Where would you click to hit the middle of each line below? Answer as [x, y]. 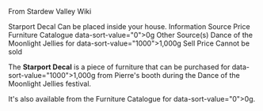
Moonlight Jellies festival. [50, 83]
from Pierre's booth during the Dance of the [168, 75]
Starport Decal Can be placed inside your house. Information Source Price [130, 26]
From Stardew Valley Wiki [50, 11]
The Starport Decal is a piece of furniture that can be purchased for [119, 67]
